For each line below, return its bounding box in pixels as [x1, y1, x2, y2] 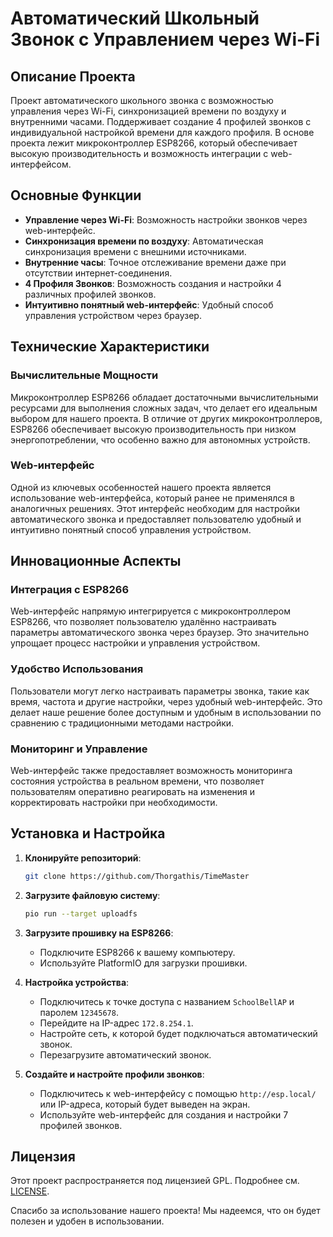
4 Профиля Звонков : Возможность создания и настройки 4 [24, 277, 282, 289]
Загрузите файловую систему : [24, 889, 161, 901]
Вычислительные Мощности [10, 368, 159, 382]
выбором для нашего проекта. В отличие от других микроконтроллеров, [10, 412, 323, 424]
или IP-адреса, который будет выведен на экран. [39, 1098, 251, 1110]
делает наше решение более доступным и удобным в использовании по [10, 706, 322, 718]
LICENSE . [10, 1185, 50, 1197]
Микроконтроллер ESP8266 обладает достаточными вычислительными [10, 391, 319, 403]
